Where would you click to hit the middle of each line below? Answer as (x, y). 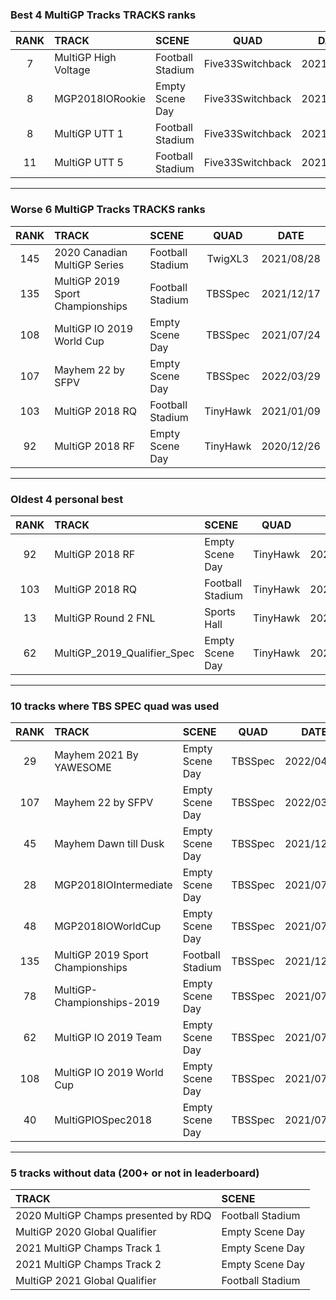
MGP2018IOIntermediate (113, 885)
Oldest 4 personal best (67, 499)
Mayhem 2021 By (96, 755)
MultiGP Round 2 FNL (105, 618)
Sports (220, 611)
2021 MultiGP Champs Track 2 (88, 1265)
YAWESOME (83, 768)
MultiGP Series (89, 265)
